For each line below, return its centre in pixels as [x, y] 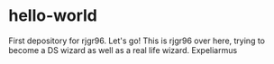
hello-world [53, 16]
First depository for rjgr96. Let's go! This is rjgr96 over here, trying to [137, 41]
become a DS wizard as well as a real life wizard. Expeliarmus [123, 50]
